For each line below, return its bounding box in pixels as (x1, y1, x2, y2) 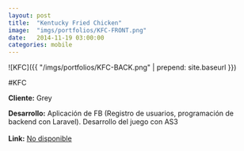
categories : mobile (8, 41, 73, 49)
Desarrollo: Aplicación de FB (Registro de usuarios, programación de (8, 108, 234, 119)
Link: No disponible (8, 134, 73, 143)
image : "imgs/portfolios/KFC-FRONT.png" (8, 26, 147, 34)
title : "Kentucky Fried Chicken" (8, 19, 123, 27)
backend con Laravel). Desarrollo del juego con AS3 (8, 117, 178, 126)
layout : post (8, 11, 51, 20)
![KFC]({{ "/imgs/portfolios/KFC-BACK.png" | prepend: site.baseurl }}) (8, 62, 237, 72)
